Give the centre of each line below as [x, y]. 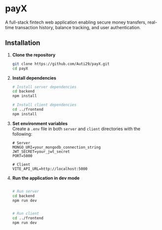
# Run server [26, 191]
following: [22, 134]
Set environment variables [40, 123]
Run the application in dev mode [46, 178]
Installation [23, 43]
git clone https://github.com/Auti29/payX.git [61, 64]
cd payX [20, 68]
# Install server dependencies [44, 87]
